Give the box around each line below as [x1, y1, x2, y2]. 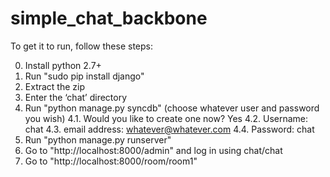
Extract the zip [24, 80, 86, 92]
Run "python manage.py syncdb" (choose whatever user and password [24, 102, 320, 114]
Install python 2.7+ [24, 59, 102, 71]
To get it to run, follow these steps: [10, 40, 153, 52]
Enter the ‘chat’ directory [24, 91, 128, 103]
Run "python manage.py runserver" [24, 133, 172, 146]
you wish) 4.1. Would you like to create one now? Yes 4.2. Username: [24, 112, 309, 124]
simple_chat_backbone [10, 7, 208, 30]
